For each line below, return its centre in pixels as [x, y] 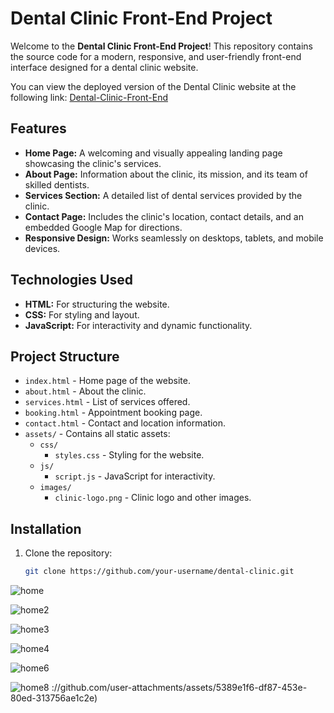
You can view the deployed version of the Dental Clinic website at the [153, 86]
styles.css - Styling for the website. [129, 455]
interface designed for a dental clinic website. [104, 67]
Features [38, 128]
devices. [42, 248]
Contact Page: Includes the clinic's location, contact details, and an [164, 216]
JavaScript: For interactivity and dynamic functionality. [138, 325]
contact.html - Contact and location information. [125, 423]
